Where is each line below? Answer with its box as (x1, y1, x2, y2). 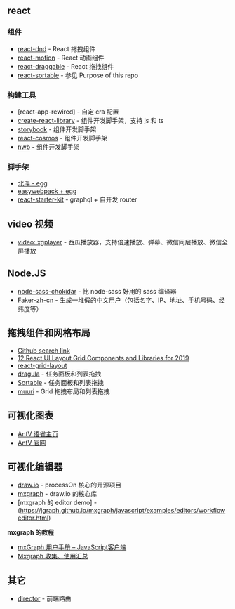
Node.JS (7, 268, 46, 280)
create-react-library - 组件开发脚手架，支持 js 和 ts (17, 116, 164, 124)
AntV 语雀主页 (17, 429, 58, 438)
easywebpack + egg (17, 187, 77, 195)
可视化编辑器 (7, 461, 63, 473)
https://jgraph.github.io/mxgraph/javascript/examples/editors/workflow (20, 506, 226, 515)
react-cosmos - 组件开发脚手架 (17, 133, 107, 142)
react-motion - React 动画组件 (17, 53, 105, 62)
